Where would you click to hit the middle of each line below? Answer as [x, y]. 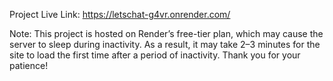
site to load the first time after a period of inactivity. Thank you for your [155, 55]
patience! [29, 65]
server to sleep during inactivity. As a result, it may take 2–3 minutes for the [165, 44]
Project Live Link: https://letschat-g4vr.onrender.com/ [120, 14]
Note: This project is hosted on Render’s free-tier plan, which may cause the [166, 33]
